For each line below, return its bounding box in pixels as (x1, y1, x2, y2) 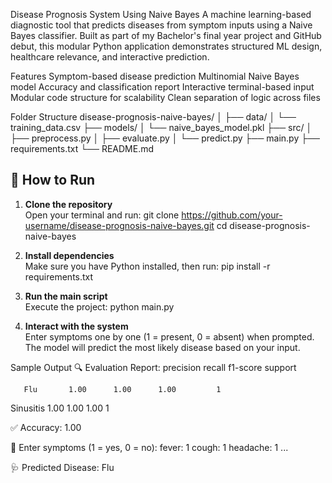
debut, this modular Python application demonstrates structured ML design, (10, 40, 323, 52)
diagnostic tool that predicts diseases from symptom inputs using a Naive (10, 19, 313, 31)
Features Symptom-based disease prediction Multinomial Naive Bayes (10, 70, 300, 82)
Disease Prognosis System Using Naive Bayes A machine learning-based (10, 9, 312, 20)
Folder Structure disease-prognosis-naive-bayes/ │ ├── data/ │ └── (10, 111, 297, 123)
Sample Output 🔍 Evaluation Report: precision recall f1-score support (10, 361, 297, 373)
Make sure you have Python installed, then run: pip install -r (24, 260, 271, 272)
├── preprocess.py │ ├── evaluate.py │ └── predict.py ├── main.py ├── (10, 132, 320, 144)
